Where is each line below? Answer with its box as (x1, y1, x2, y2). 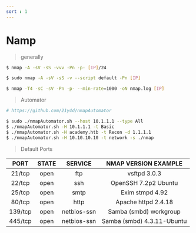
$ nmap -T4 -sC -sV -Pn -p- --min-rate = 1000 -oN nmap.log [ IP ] (6, 86, 165, 92)
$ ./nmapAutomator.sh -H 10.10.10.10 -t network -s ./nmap (6, 134, 154, 141)
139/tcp (9, 207, 32, 215)
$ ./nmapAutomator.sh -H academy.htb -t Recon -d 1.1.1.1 (6, 129, 151, 135)
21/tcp (11, 169, 30, 177)
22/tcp (11, 178, 30, 187)
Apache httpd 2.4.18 (115, 198, 174, 206)
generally (20, 53, 44, 60)
